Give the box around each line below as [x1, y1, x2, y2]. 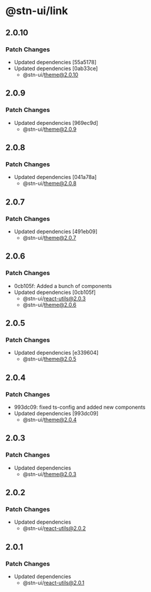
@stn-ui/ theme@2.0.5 [22, 355, 77, 363]
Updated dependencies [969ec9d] [14, 119, 98, 126]
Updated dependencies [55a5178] [14, 58, 97, 65]
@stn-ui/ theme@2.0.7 [22, 234, 76, 241]
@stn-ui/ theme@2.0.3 [22, 470, 77, 478]
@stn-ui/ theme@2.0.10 [22, 71, 79, 78]
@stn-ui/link [5, 4, 68, 18]
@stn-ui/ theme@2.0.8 [22, 180, 77, 187]
